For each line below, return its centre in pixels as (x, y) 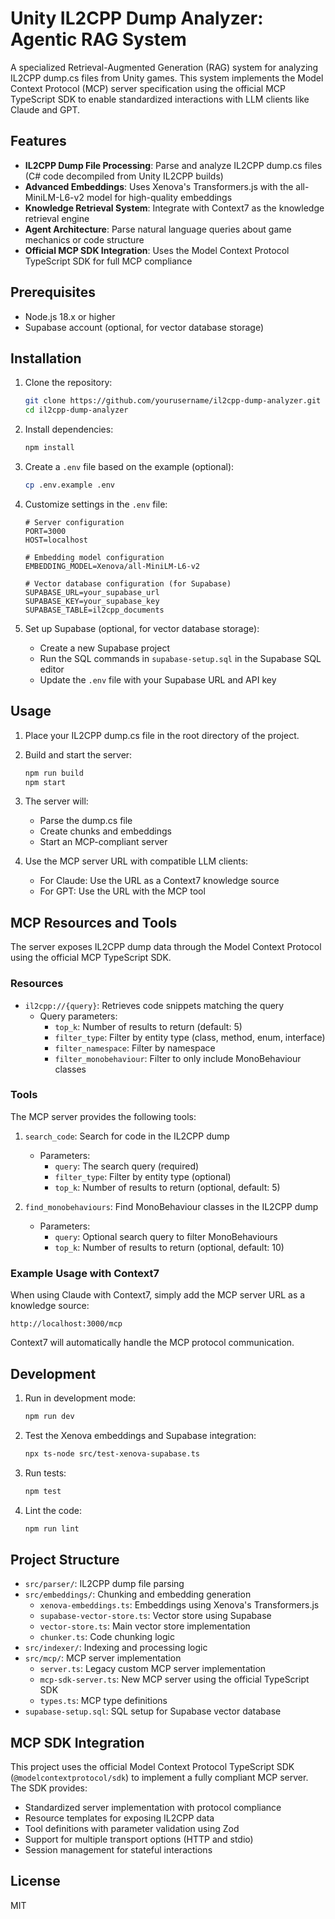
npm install (49, 448)
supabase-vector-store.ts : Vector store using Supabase (155, 1616)
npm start (45, 782)
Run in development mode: (80, 1398)
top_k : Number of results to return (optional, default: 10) (169, 1247)
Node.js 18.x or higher (70, 316)
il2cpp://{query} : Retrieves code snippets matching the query (154, 1005)
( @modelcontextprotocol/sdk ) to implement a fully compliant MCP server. (159, 1778)
